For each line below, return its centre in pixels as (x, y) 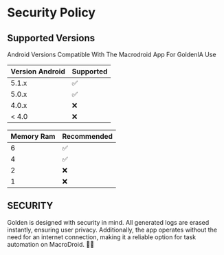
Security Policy (52, 13)
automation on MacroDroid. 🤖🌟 (51, 244)
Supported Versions (51, 38)
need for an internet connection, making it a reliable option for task (102, 237)
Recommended (87, 136)
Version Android (38, 71)
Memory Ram (33, 136)
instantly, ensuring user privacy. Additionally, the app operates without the (112, 230)
